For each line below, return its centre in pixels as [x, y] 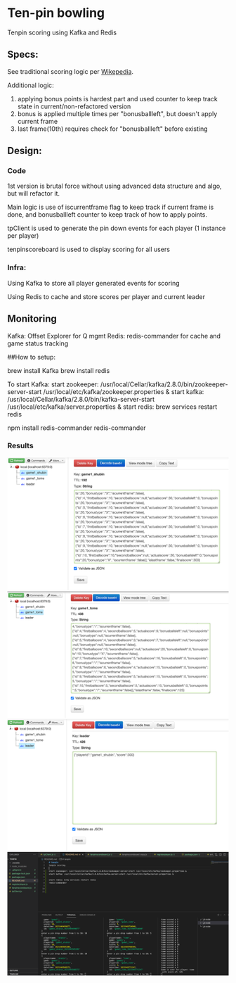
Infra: [17, 267]
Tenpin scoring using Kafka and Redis [62, 32]
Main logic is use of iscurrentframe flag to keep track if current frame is [111, 207]
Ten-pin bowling [56, 13]
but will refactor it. [34, 194]
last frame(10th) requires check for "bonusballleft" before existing [113, 129]
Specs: [23, 55]
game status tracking [38, 343]
